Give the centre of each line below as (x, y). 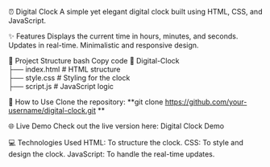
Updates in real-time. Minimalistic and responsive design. (104, 45)
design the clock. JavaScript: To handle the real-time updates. (112, 154)
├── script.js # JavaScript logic (61, 86)
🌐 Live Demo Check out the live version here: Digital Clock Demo (116, 126)
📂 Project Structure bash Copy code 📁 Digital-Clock (94, 61)
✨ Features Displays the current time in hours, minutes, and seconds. (123, 36)
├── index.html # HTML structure (64, 69)
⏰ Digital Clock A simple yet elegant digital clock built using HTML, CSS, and (135, 12)
